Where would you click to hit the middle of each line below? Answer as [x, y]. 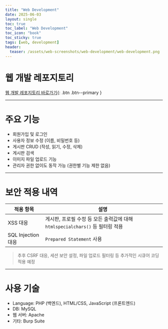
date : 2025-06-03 [23, 14]
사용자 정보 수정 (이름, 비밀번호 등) [46, 140]
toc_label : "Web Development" [37, 28]
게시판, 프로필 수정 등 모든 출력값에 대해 [89, 219]
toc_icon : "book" [23, 33]
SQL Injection [23, 235]
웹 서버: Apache [28, 315]
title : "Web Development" [32, 10]
